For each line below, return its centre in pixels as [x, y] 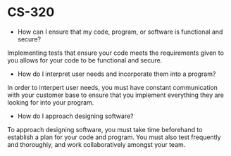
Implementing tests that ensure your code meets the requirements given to [115, 53]
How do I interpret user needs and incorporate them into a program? [117, 74]
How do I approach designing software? [75, 116]
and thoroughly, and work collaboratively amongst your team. [96, 144]
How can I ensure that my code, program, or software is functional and [120, 32]
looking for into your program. [51, 102]
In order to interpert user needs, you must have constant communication [113, 87]
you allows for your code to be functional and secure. [85, 60]
